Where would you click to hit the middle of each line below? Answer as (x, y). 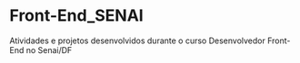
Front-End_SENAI (76, 16)
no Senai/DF (49, 49)
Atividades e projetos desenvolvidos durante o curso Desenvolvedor (138, 40)
